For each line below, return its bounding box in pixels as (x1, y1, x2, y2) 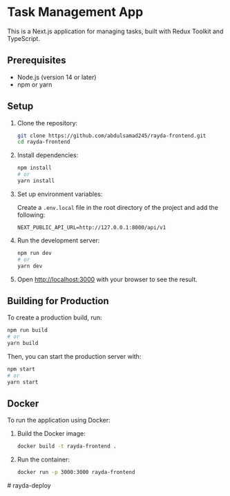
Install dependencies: (17, 151, 79, 159)
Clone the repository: (17, 118, 78, 127)
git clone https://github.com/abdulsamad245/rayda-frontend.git (17, 132, 207, 139)
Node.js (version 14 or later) (17, 73, 97, 81)
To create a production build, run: (7, 313, 102, 322)
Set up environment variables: (17, 190, 103, 198)
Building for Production (7, 295, 109, 307)
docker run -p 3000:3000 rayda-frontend (17, 469, 135, 476)
